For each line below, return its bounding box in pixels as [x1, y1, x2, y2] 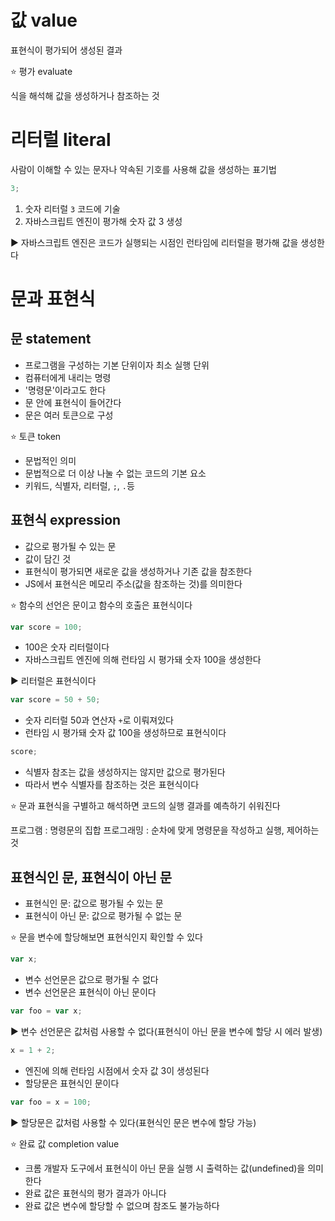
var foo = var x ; [10, 1006, 83, 1016]
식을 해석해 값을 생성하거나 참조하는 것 [10, 89, 160, 101]
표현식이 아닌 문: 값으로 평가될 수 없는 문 [24, 910, 183, 921]
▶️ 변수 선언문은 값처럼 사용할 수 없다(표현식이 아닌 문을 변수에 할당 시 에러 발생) [10, 1025, 323, 1037]
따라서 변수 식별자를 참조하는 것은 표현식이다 [24, 779, 200, 791]
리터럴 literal [10, 129, 112, 151]
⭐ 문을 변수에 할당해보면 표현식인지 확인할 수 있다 [10, 931, 203, 943]
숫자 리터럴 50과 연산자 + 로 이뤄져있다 [24, 714, 174, 726]
